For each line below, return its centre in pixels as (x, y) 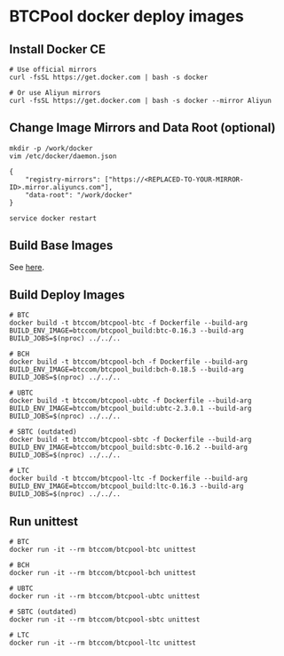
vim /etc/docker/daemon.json (63, 156)
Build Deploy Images (67, 295)
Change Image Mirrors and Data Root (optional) (142, 128)
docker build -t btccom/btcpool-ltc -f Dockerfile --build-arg (129, 479)
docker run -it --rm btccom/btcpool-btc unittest (103, 550)
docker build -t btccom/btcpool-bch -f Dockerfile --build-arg (129, 362)
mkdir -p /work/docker (51, 148)
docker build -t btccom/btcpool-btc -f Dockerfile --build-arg (129, 323)
